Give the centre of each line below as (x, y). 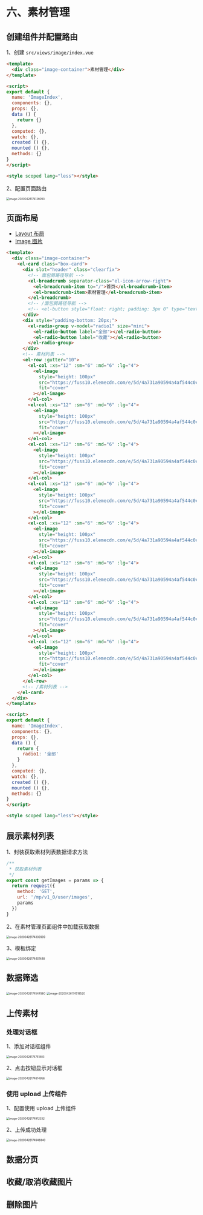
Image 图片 (29, 241)
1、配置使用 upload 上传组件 (41, 1108)
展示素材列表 (30, 836)
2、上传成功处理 (27, 1130)
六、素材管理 (38, 12)
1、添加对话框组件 (29, 1046)
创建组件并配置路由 (42, 37)
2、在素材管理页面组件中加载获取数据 (53, 926)
